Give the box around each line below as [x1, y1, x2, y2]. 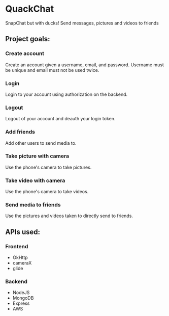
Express [12, 300, 30, 306]
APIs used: [5, 227, 41, 236]
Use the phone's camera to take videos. [5, 189, 89, 195]
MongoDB [12, 295, 34, 301]
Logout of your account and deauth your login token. [5, 116, 116, 122]
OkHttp [12, 254, 28, 260]
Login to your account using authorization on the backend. [5, 91, 128, 97]
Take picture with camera [5, 152, 70, 160]
